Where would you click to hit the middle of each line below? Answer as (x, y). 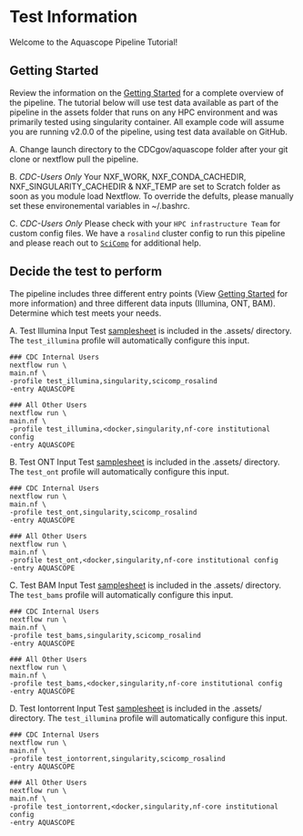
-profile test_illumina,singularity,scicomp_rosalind (114, 381)
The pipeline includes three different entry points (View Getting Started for (149, 293)
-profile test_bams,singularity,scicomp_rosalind (106, 635)
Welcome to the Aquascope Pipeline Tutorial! (94, 42)
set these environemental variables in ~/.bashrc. (100, 205)
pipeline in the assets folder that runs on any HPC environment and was (144, 112)
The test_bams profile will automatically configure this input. (121, 594)
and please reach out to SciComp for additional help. (106, 243)
